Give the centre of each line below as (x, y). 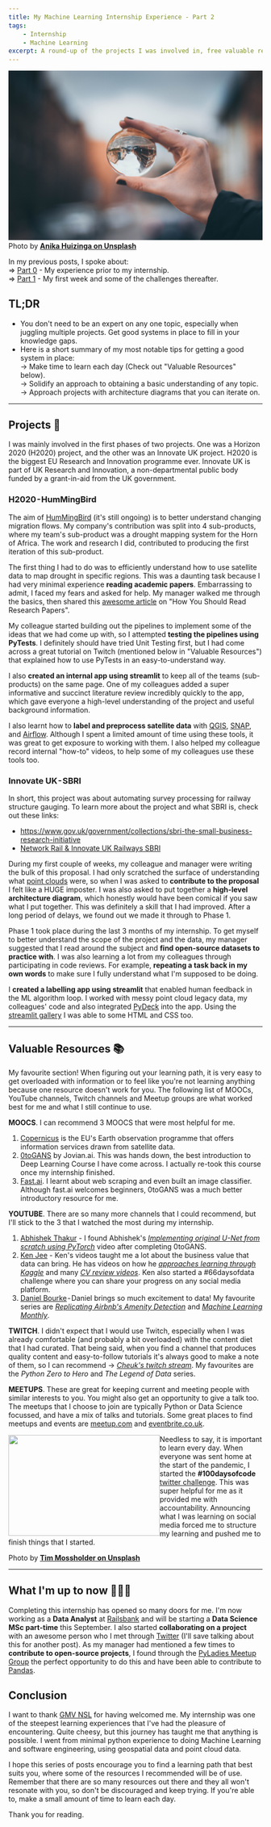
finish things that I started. (52, 1542)
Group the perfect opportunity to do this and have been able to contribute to (135, 1662)
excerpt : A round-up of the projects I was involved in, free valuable (131, 51)
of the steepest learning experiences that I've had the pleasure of (117, 1724)
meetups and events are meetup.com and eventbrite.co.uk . (106, 1424)
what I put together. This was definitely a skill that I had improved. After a (129, 907)
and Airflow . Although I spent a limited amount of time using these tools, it (131, 734)
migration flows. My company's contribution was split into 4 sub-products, (132, 525)
